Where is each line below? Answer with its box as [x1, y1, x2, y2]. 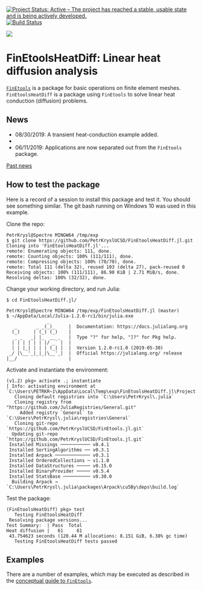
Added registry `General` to [19, 410, 94, 416]
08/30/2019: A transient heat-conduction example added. [14, 131, 159, 138]
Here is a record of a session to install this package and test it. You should [6, 195, 190, 203]
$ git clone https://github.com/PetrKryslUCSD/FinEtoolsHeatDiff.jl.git [6, 237, 193, 243]
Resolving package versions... [8, 517, 88, 523]
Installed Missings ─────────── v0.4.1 [8, 441, 110, 447]
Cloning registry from [14, 399, 71, 405]
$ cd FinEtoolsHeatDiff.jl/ [6, 297, 77, 303]
